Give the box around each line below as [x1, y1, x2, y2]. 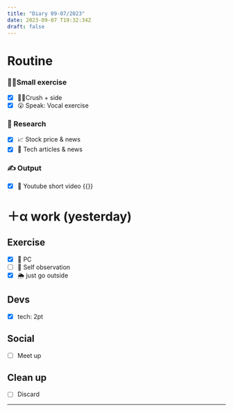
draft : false [7, 23, 45, 30]
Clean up [7, 372, 47, 384]
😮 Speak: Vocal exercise [17, 101, 89, 110]
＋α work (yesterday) [7, 209, 132, 224]
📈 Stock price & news [17, 135, 81, 144]
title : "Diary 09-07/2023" [7, 10, 85, 17]
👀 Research [7, 119, 46, 128]
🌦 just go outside [17, 271, 69, 280]
